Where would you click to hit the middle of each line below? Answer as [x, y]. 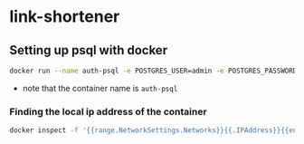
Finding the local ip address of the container [108, 111]
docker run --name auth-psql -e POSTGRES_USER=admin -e [117, 71]
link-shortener [65, 17]
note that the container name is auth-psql [100, 88]
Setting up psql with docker [89, 50]
